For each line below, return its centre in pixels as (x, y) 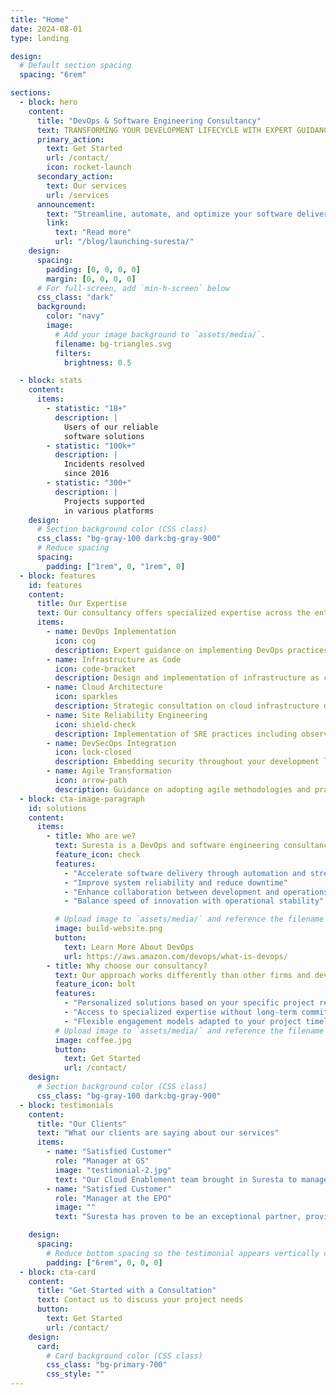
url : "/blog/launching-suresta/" (124, 242)
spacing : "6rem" (53, 75)
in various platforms (109, 511)
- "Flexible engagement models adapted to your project (182, 1021)
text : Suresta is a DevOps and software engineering (167, 846)
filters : (73, 353)
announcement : (66, 204)
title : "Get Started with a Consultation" (126, 1291)
